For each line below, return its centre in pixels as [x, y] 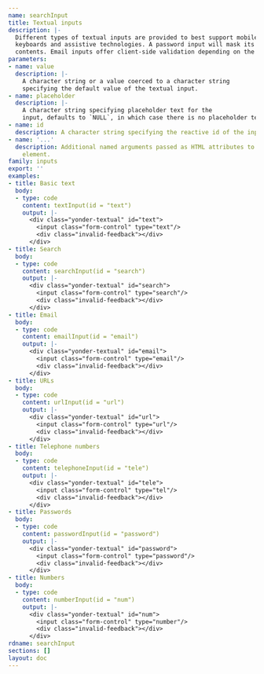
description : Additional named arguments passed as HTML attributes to [135, 147]
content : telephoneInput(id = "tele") [86, 468]
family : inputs [33, 162]
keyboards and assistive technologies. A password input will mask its [135, 45]
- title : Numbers [37, 578]
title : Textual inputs [45, 23]
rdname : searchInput [42, 644]
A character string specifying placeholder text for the [117, 111]
